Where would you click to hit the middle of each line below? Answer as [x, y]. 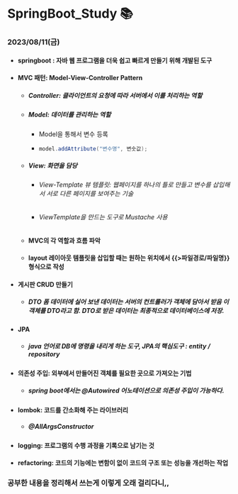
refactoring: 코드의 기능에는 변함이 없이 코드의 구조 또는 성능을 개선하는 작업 [123, 463]
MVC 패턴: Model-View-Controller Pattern [80, 78]
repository [44, 354]
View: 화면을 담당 [53, 166]
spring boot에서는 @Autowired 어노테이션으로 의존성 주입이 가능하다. [126, 390]
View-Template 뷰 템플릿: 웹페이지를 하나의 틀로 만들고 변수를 [125, 185]
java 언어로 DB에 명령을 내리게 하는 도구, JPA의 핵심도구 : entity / [119, 346]
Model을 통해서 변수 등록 [73, 134]
